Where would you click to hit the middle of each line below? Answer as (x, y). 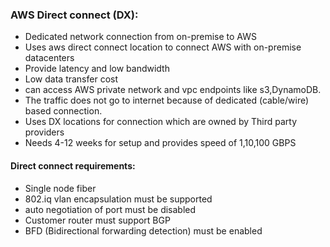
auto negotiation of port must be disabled (110, 209)
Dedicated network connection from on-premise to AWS (140, 37)
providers (44, 132)
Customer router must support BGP (97, 220)
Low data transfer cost (71, 79)
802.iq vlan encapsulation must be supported (118, 199)
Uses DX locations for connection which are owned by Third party (161, 122)
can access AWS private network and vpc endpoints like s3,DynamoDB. (173, 90)
